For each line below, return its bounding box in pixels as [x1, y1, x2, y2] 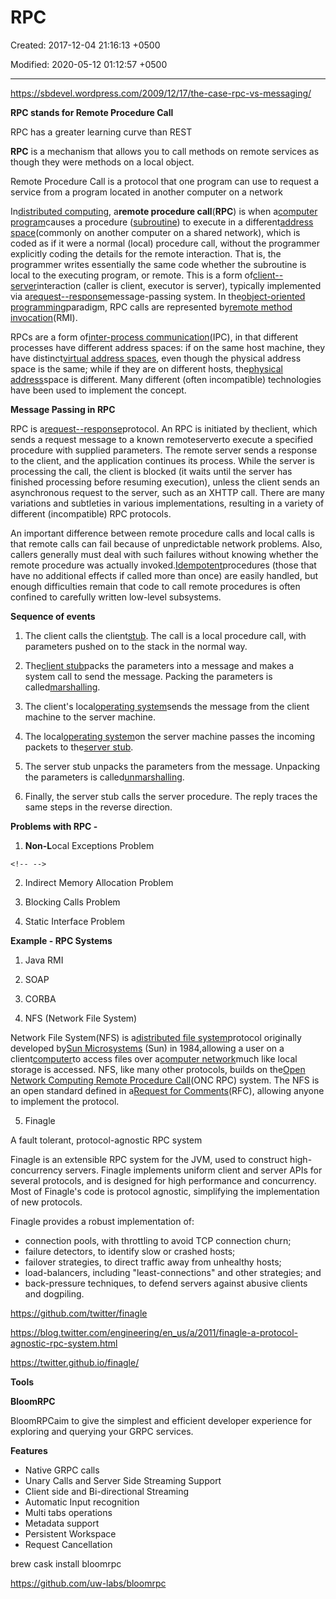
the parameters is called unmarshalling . [24, 771, 185, 783]
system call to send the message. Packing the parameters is [24, 670, 273, 682]
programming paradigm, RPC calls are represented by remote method [10, 301, 293, 313]
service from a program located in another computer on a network [10, 186, 283, 198]
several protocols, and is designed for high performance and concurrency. [10, 1174, 317, 1186]
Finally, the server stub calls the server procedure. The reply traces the [24, 790, 318, 802]
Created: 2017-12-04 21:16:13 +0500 [10, 39, 161, 51]
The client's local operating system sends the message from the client [24, 700, 310, 712]
